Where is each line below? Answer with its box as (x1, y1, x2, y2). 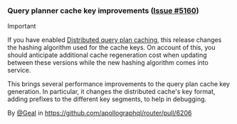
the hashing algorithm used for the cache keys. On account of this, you (7, 43, 216, 52)
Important (7, 22, 36, 31)
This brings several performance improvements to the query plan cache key (7, 80, 230, 88)
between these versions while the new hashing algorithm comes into (7, 58, 209, 67)
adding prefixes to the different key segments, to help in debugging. (7, 95, 207, 103)
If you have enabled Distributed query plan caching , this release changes (7, 36, 222, 44)
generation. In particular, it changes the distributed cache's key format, (7, 88, 216, 96)
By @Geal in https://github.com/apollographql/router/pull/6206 (7, 109, 192, 118)
